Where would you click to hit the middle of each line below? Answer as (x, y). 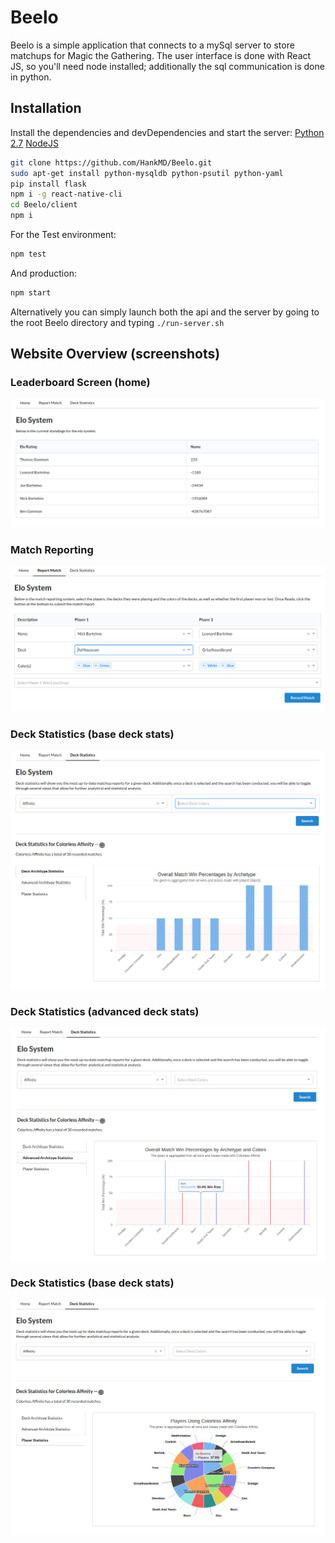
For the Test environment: (63, 234)
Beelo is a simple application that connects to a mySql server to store (152, 45)
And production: (43, 273)
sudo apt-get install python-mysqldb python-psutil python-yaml (147, 173)
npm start (31, 292)
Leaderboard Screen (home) (80, 383)
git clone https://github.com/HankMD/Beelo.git (111, 162)
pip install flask (48, 184)
